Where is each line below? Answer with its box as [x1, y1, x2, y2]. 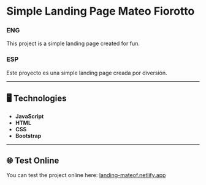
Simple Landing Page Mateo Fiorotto [6, 4, 195, 18]
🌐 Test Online [6, 155, 59, 165]
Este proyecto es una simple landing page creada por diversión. [6, 69, 167, 76]
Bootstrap [15, 132, 42, 139]
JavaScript [15, 112, 44, 120]
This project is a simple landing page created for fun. [6, 40, 140, 47]
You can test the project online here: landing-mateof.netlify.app [6, 172, 166, 179]
